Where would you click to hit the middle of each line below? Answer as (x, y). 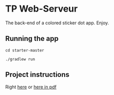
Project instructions (37, 75)
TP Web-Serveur (41, 9)
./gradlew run (20, 59)
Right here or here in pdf (31, 87)
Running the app (32, 39)
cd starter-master (25, 50)
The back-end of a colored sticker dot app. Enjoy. (57, 23)
